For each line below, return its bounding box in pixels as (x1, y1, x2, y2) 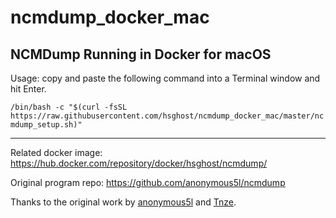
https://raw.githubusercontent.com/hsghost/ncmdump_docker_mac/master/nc (10, 111, 325, 121)
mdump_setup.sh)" (10, 120, 83, 130)
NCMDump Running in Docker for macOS (10, 46, 272, 63)
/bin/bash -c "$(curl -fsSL (10, 102, 128, 112)
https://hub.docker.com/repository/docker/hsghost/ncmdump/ (10, 157, 268, 169)
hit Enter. (10, 83, 47, 95)
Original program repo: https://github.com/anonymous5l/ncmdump (10, 177, 286, 188)
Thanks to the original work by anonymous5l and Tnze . (10, 196, 237, 208)
